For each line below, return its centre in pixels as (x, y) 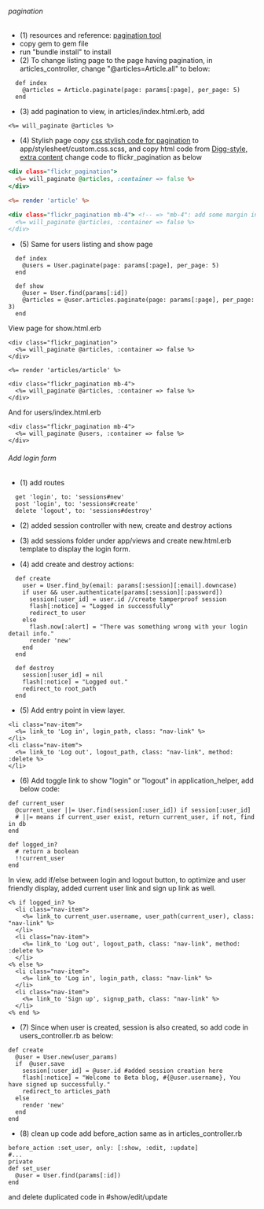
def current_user (37, 803)
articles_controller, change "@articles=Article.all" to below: (115, 69)
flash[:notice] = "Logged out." (75, 682)
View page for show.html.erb (55, 328)
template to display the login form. (75, 549)
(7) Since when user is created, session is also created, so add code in (134, 1027)
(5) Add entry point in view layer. (72, 710)
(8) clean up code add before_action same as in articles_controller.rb (131, 1133)
